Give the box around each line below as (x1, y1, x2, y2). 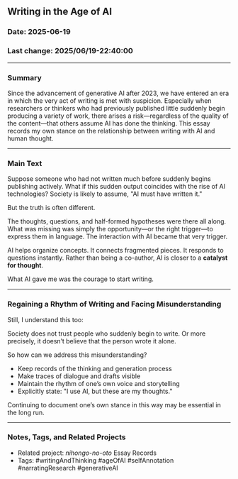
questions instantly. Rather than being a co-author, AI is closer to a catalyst (7, 253, 228, 262)
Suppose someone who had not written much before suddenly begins (7, 175, 211, 183)
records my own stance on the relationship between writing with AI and (7, 126, 215, 135)
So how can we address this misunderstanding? (7, 351, 147, 359)
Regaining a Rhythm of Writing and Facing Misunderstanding (7, 299, 222, 309)
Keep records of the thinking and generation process (17, 364, 172, 373)
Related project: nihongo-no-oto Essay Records (17, 448, 157, 457)
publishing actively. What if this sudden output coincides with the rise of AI (7, 182, 225, 191)
